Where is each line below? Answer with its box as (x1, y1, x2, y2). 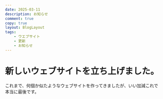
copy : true (5, 20, 27, 26)
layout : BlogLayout (5, 25, 45, 30)
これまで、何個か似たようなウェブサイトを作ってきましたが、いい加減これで (5, 82, 159, 88)
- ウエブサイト (14, 34, 41, 39)
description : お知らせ (5, 12, 48, 16)
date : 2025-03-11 (5, 7, 41, 12)
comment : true (5, 16, 34, 21)
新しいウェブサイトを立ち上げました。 (5, 66, 160, 77)
